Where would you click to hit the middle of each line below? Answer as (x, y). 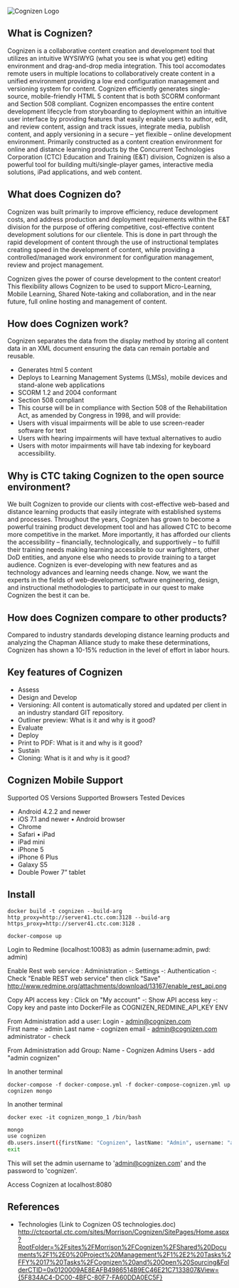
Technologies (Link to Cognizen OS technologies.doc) (97, 1224)
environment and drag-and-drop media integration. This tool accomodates (117, 66)
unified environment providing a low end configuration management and (113, 81)
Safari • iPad (36, 834)
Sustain (29, 750)
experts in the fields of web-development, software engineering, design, (113, 580)
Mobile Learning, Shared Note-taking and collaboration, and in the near (112, 293)
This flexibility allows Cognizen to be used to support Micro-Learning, (110, 286)
